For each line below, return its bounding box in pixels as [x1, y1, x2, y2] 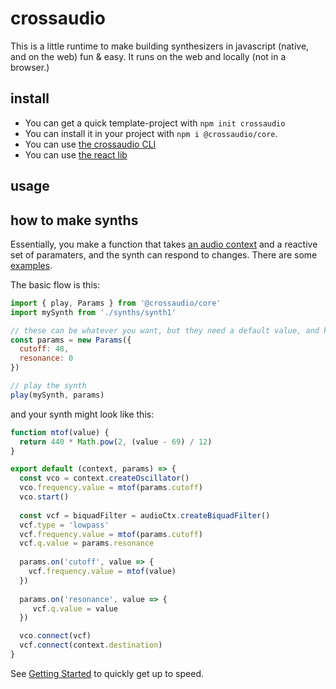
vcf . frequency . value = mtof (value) [28, 567, 177, 577]
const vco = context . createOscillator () [19, 473, 190, 484]
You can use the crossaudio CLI [24, 138, 157, 150]
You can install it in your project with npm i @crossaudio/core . [24, 127, 278, 139]
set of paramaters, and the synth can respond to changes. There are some [10, 248, 318, 261]
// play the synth [10, 381, 87, 391]
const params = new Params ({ [10, 335, 132, 345]
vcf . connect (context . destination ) [19, 640, 163, 651]
